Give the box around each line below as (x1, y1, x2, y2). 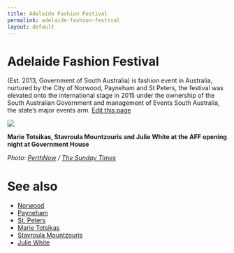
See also (7, 178, 58, 194)
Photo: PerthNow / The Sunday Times (7, 154, 117, 162)
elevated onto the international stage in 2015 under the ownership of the (7, 92, 215, 100)
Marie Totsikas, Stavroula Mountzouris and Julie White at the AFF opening (7, 133, 227, 141)
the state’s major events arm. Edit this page (7, 106, 131, 115)
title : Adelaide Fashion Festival (7, 10, 108, 17)
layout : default (7, 23, 54, 30)
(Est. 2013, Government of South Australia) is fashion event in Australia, (7, 76, 213, 85)
